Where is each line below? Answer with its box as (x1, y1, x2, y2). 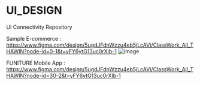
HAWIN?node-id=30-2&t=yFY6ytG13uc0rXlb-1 (6, 72, 121, 79)
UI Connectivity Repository (6, 23, 73, 31)
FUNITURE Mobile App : (6, 59, 66, 66)
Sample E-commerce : (6, 35, 62, 42)
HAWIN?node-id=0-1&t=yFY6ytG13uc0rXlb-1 (6, 47, 117, 54)
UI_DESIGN (6, 4, 62, 17)
